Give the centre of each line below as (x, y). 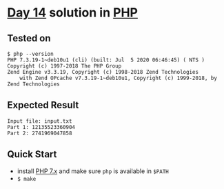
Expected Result (43, 105)
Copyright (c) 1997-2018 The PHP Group (64, 66)
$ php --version (30, 54)
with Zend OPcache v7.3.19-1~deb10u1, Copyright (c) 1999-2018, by (118, 78)
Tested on (29, 38)
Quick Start (32, 154)
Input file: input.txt (40, 121)
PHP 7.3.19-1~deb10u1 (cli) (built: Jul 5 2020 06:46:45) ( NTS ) (106, 60)
